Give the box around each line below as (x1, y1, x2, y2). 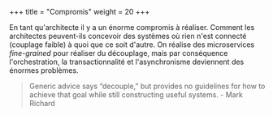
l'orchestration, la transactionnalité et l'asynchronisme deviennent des (9, 57, 245, 66)
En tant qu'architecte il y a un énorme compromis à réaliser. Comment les (9, 23, 255, 32)
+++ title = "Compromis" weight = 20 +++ (9, 7, 150, 16)
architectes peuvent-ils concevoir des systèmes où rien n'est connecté (9, 32, 247, 40)
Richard (28, 99, 55, 108)
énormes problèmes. (9, 66, 80, 75)
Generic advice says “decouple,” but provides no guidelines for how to (28, 81, 266, 91)
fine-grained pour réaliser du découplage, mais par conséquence (9, 49, 228, 57)
